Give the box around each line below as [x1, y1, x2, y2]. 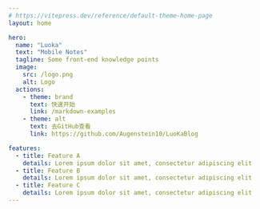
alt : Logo [22, 77, 56, 86]
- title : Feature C [15, 181, 81, 190]
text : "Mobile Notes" [15, 49, 88, 57]
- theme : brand [22, 93, 74, 101]
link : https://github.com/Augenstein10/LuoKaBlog [29, 130, 198, 138]
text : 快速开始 [29, 101, 76, 108]
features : [8, 144, 42, 152]
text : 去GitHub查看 [29, 123, 91, 131]
